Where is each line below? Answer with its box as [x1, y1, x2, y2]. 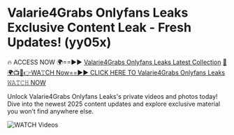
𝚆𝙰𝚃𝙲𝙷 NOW [7, 78, 47, 86]
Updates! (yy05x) [7, 35, 112, 50]
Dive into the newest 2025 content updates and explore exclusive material [7, 100, 221, 108]
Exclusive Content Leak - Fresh [7, 19, 192, 35]
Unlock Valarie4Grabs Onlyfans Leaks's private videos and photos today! [7, 92, 218, 100]
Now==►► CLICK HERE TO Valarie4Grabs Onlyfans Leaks [55, 68, 226, 77]
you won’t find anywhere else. [7, 106, 94, 116]
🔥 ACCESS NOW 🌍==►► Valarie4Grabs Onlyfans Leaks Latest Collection [7, 58, 221, 66]
